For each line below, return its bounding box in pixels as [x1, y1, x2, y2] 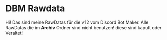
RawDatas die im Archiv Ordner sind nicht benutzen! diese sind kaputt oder [5, 24, 162, 30]
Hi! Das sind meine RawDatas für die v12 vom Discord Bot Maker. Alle [5, 19, 149, 25]
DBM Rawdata [5, 3, 65, 14]
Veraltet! [5, 30, 23, 36]
